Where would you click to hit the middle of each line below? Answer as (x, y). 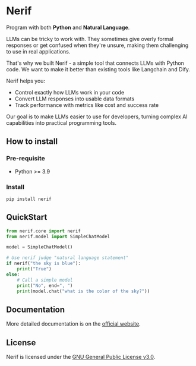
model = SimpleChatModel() (39, 247)
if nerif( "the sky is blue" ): (44, 264)
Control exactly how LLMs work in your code (69, 92)
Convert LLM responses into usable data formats (75, 99)
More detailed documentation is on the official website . (73, 324)
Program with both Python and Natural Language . (68, 27)
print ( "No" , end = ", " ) (45, 285)
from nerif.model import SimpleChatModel (58, 236)
